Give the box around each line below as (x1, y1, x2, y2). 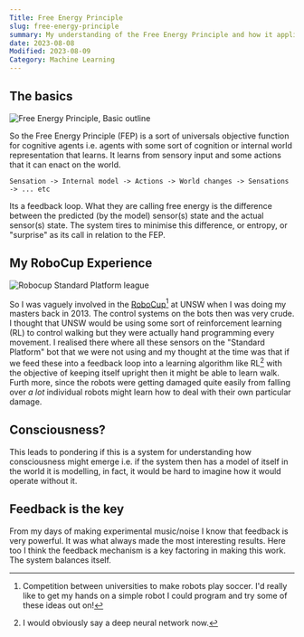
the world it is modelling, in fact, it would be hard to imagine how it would (9, 465, 282, 476)
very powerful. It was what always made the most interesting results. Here (9, 535, 287, 546)
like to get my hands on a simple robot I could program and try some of (22, 590, 288, 601)
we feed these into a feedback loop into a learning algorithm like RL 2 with (9, 357, 282, 368)
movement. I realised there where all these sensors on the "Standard (9, 337, 265, 348)
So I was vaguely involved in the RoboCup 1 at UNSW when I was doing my (9, 297, 287, 309)
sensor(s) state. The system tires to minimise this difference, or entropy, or (9, 219, 288, 231)
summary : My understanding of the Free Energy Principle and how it (9, 30, 273, 39)
